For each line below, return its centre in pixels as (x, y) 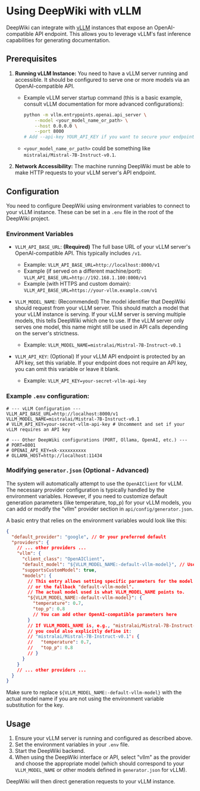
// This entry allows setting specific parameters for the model (110, 581)
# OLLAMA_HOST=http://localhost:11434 (54, 455)
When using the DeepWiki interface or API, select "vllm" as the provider (102, 757)
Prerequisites (32, 59)
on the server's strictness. (47, 333)
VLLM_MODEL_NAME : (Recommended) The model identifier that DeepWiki (100, 302)
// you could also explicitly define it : (80, 631)
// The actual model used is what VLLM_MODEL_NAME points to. (106, 592)
